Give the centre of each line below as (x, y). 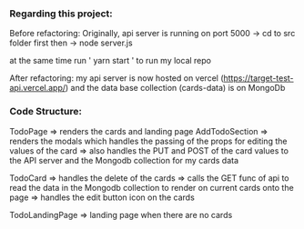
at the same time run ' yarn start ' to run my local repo (111, 61)
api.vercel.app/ (38, 88)
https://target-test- (258, 78)
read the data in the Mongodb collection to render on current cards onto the (152, 187)
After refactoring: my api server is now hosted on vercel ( (117, 78)
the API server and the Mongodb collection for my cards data (124, 160)
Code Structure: (46, 112)
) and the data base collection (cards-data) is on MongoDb (175, 88)
